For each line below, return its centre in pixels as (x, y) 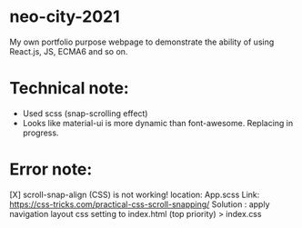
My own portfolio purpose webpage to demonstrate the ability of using (142, 42)
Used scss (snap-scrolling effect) (85, 113)
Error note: (51, 169)
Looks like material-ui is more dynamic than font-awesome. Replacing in (158, 123)
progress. (40, 133)
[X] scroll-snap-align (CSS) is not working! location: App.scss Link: (135, 194)
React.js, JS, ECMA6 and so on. (69, 51)
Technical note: (69, 89)
